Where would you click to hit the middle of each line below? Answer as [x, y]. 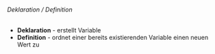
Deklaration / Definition [40, 9]
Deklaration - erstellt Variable [59, 30]
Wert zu [28, 45]
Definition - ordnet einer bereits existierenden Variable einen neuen [113, 38]
